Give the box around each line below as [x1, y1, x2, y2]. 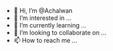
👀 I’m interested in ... [13, 14, 72, 22]
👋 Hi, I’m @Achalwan [13, 7, 73, 14]
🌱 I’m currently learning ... [13, 21, 87, 29]
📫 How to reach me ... [13, 37, 77, 44]
